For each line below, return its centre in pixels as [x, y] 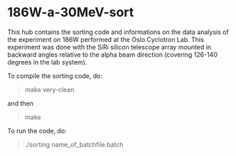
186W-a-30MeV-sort [71, 12]
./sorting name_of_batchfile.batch [74, 144]
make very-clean [49, 89]
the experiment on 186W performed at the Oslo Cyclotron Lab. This [106, 39]
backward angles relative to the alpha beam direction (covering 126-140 [113, 55]
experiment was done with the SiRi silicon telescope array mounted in [109, 47]
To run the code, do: [37, 130]
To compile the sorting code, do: [55, 76]
